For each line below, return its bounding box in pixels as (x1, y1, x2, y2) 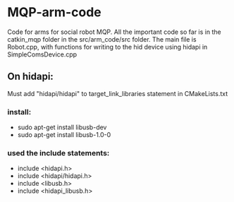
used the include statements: (7, 148, 110, 158)
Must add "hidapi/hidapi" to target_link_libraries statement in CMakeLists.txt (7, 89, 228, 97)
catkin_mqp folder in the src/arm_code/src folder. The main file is (7, 35, 197, 43)
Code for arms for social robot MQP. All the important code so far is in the (7, 28, 221, 36)
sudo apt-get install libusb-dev (17, 123, 107, 131)
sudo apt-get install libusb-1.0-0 (17, 131, 111, 139)
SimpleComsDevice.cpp (7, 50, 78, 59)
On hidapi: (7, 71, 54, 83)
